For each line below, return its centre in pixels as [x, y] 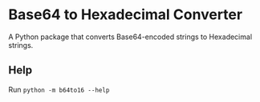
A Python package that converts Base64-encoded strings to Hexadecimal [130, 37]
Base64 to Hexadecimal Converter [126, 15]
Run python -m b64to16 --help [59, 89]
